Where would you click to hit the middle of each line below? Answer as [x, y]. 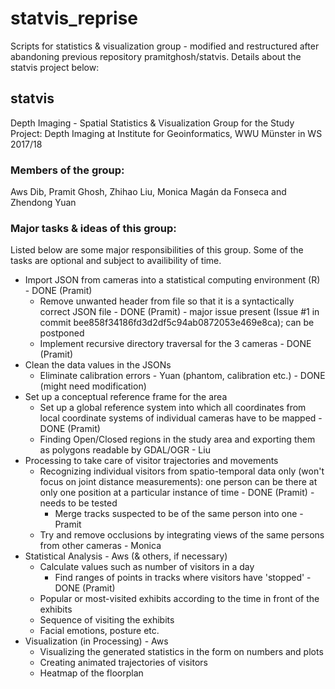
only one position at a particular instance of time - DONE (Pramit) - [177, 493]
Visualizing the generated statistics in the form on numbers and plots [181, 652]
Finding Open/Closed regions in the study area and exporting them [177, 439]
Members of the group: [67, 170]
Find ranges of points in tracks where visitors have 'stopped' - [183, 578]
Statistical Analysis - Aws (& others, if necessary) [126, 556]
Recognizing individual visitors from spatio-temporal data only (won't [182, 471]
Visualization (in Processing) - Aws [96, 641]
